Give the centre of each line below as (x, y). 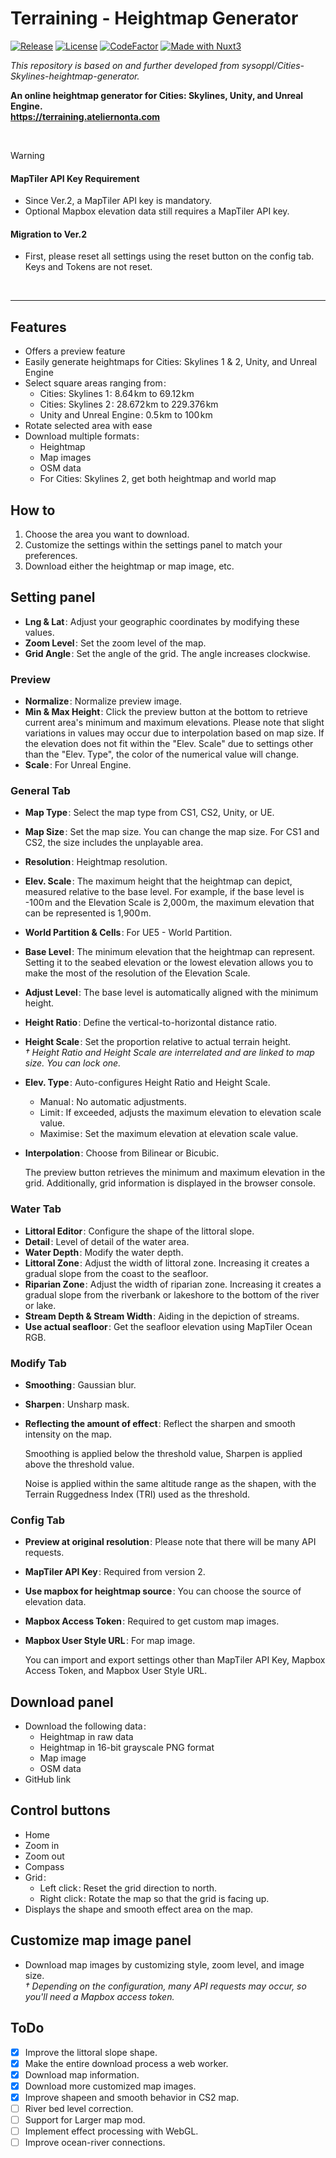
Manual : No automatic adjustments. (113, 1102)
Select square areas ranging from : (95, 383)
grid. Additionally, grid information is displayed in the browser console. (170, 1183)
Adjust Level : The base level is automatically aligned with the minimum (171, 993)
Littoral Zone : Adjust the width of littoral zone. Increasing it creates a (167, 1263)
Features (38, 327)
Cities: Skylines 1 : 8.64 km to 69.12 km (117, 394)
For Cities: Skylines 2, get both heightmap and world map (158, 479)
